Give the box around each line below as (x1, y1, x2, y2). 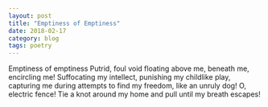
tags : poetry (8, 42, 52, 50)
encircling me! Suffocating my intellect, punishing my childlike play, (8, 72, 231, 82)
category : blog (8, 34, 60, 43)
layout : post (8, 11, 52, 20)
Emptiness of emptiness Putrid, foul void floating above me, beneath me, (8, 64, 249, 73)
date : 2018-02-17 (8, 27, 67, 35)
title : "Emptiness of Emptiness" (8, 19, 121, 27)
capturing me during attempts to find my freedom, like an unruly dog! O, (8, 81, 247, 91)
